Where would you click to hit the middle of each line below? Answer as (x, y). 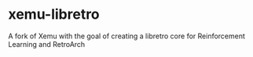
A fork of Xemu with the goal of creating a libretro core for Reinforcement (127, 36)
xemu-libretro (54, 14)
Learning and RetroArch (47, 44)
